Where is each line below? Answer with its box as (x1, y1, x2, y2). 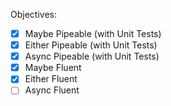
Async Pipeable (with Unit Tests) (24, 50, 160, 63)
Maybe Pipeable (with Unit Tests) (24, 28, 162, 39)
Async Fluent (24, 84, 80, 96)
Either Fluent (24, 73, 78, 85)
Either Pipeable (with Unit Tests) (24, 39, 158, 51)
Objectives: (10, 9, 57, 20)
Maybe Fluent (24, 62, 82, 74)
